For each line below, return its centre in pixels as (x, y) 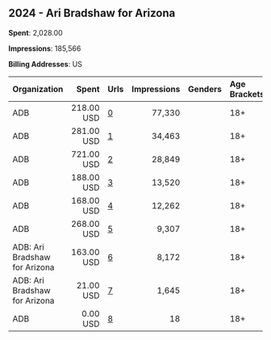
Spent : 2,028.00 (35, 32)
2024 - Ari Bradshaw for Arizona (92, 13)
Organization (38, 89)
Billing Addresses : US (46, 64)
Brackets (247, 94)
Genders (205, 89)
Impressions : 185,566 (45, 48)
